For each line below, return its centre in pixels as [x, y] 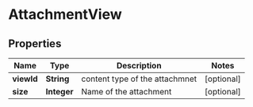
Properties [35, 44]
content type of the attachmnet [139, 79]
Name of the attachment [126, 92]
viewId [25, 79]
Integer [59, 92]
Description [139, 66]
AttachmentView [65, 15]
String [57, 79]
